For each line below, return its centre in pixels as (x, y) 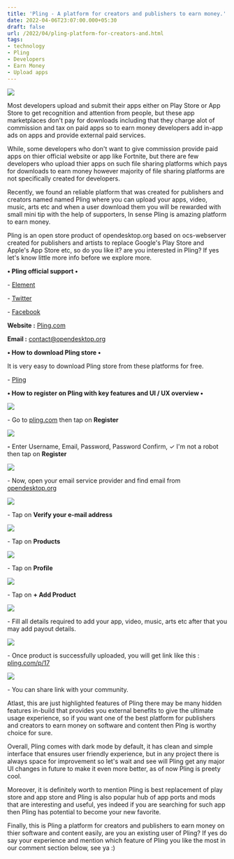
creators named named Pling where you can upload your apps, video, (108, 199)
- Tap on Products (34, 541)
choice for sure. (30, 732)
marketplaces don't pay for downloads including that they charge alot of (111, 120)
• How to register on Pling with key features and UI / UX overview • (105, 393)
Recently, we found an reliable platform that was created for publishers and (115, 192)
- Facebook (24, 311)
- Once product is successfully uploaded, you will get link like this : (103, 655)
